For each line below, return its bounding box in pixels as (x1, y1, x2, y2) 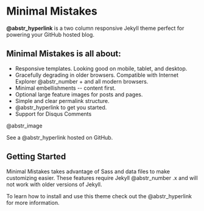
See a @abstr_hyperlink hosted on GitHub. (6, 134, 113, 141)
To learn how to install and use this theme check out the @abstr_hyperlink (6, 192, 192, 199)
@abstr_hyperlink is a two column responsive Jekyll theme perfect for (6, 24, 185, 32)
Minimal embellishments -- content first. (15, 84, 116, 91)
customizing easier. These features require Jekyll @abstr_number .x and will (6, 174, 198, 181)
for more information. (6, 199, 60, 206)
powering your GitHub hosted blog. (6, 30, 94, 38)
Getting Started (6, 151, 66, 162)
